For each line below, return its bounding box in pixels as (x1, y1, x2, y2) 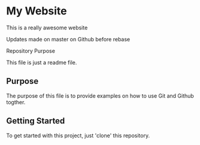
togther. (6, 98, 26, 105)
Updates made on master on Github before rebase (6, 35, 131, 43)
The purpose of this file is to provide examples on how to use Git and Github (6, 92, 195, 99)
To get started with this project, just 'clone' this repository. (6, 132, 150, 139)
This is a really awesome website (6, 24, 88, 31)
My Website (6, 4, 67, 18)
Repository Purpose (6, 47, 56, 55)
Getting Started (6, 116, 65, 126)
